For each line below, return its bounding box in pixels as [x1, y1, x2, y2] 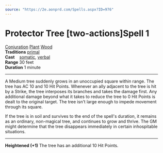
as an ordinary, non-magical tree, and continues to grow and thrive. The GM [5, 118, 157, 124]
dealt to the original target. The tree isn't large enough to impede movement [5, 98, 157, 104]
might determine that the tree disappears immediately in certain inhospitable [5, 124, 158, 129]
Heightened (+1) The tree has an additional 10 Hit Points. [5, 142, 119, 148]
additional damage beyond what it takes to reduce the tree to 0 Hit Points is [5, 94, 156, 99]
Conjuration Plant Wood [5, 44, 52, 50]
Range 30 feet [5, 59, 34, 65]
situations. [5, 128, 26, 134]
